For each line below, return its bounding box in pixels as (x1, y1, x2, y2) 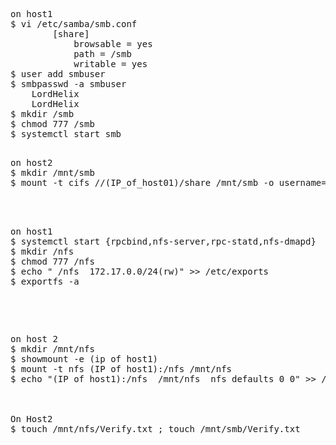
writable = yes (73, 59, 148, 69)
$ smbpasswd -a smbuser (10, 79, 127, 89)
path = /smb (73, 49, 132, 59)
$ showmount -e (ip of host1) (10, 354, 159, 364)
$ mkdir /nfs (10, 246, 75, 257)
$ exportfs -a (10, 276, 80, 287)
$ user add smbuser (10, 69, 106, 79)
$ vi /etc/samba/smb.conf (10, 19, 138, 29)
